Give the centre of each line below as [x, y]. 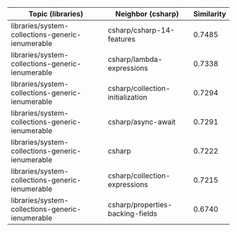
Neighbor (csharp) [147, 14]
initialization [127, 97]
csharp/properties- [140, 205]
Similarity [209, 14]
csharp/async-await [142, 122]
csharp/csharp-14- [141, 30]
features [122, 39]
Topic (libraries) [56, 14]
